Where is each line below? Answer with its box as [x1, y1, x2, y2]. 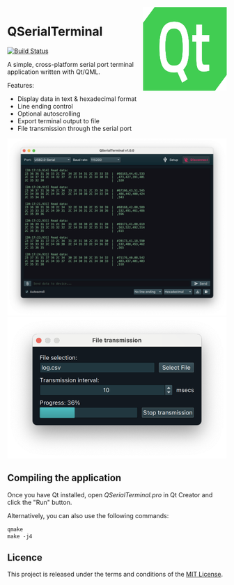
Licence [7, 552, 43, 563]
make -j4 [7, 533, 33, 540]
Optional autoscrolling [17, 109, 81, 118]
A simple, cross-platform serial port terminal [7, 60, 134, 68]
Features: [7, 81, 35, 89]
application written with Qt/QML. [7, 68, 101, 76]
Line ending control [17, 102, 73, 110]
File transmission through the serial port [17, 124, 132, 132]
